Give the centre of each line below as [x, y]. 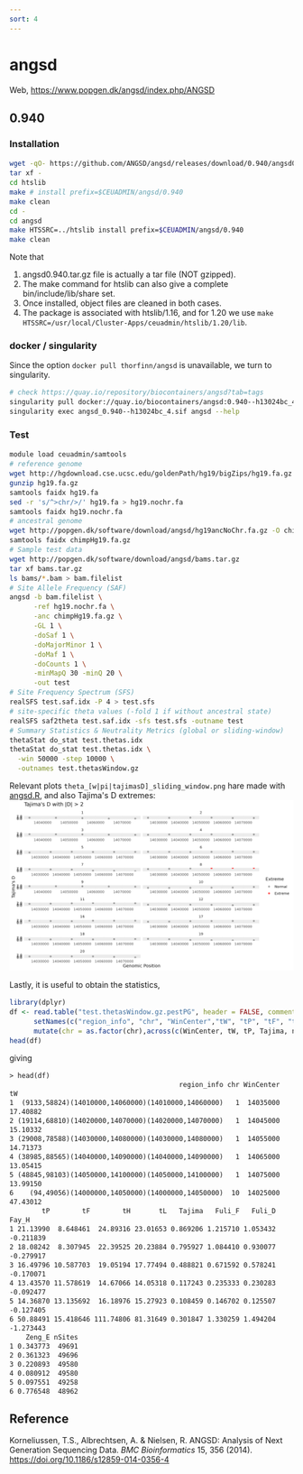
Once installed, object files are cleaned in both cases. [122, 303]
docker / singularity [53, 345]
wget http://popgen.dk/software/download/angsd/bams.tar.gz [125, 559]
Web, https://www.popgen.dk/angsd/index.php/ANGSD [112, 89]
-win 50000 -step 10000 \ [66, 759]
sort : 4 [24, 19]
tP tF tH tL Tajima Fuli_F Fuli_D [159, 1211]
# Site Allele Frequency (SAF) [68, 588]
